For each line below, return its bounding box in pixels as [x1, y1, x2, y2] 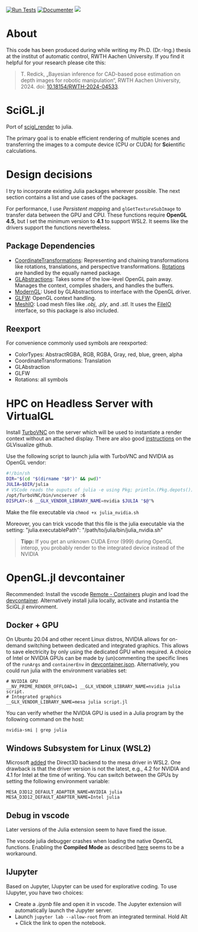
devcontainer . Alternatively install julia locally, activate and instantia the [6, 597, 179, 604]
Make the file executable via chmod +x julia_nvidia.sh [6, 508, 140, 516]
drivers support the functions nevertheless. [6, 224, 111, 231]
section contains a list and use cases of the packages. [6, 194, 138, 201]
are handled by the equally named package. [14, 269, 122, 276]
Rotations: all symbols [14, 376, 68, 383]
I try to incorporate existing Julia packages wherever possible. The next [6, 187, 180, 194]
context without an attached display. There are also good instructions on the [6, 435, 192, 442]
